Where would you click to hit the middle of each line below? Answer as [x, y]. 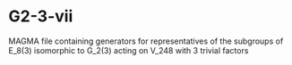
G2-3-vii [41, 16]
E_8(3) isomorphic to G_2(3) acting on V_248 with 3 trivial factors [129, 50]
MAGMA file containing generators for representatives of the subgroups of [146, 41]
